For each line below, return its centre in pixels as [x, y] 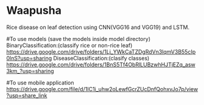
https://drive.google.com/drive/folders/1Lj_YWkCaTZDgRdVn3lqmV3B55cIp [101, 51]
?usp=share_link [27, 95]
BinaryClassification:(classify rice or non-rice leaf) [69, 45]
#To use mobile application [40, 83]
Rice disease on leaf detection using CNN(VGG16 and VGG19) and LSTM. [98, 27]
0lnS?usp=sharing [29, 58]
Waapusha [34, 11]
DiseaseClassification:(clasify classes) [101, 58]
